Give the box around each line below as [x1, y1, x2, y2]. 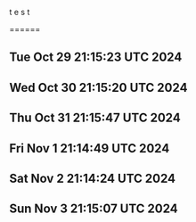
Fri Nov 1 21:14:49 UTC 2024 [9, 141, 170, 156]
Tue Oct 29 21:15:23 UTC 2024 [9, 50, 183, 65]
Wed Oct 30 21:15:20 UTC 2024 [9, 79, 188, 95]
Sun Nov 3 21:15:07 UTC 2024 [9, 201, 178, 217]
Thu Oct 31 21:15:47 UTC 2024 [9, 111, 181, 126]
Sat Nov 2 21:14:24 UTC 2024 [9, 170, 176, 185]
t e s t [9, 7, 30, 17]
